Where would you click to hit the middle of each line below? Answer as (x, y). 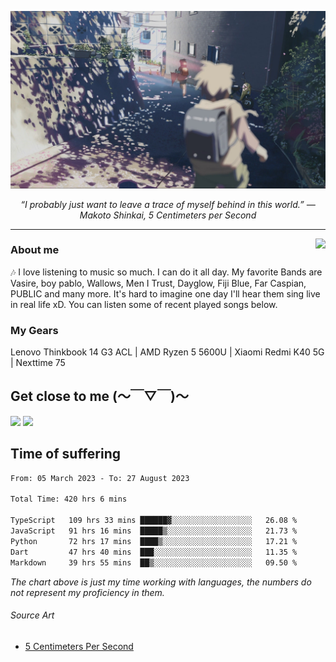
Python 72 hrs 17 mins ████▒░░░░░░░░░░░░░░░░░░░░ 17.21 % (154, 541)
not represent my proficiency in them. (87, 592)
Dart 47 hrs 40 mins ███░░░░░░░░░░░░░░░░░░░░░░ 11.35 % (154, 552)
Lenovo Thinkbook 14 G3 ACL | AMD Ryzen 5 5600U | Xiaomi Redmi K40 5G (167, 352)
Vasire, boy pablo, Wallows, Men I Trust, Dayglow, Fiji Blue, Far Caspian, (158, 283)
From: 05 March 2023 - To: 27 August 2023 (100, 478)
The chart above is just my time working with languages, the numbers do (161, 582)
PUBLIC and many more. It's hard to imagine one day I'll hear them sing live (165, 293)
